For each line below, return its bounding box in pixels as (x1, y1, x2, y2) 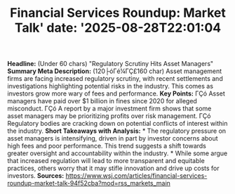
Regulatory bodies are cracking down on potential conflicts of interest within (7, 119, 228, 128)
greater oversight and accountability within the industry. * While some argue (7, 149, 228, 157)
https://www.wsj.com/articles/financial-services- (65, 172, 208, 180)
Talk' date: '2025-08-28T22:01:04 (14, 20, 222, 36)
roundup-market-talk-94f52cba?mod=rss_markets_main (7, 179, 170, 188)
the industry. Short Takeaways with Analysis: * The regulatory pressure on (7, 127, 227, 135)
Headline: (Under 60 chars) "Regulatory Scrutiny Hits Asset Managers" (7, 60, 214, 68)
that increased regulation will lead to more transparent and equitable (7, 157, 205, 165)
